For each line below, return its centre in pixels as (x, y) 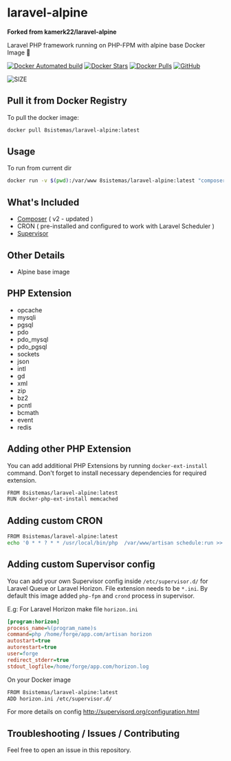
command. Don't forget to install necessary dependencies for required (107, 473)
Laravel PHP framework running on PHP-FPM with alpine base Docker (106, 45)
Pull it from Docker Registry (67, 101)
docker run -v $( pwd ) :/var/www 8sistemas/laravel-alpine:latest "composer (117, 181)
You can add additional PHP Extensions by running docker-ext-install (107, 465)
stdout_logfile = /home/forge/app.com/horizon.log (78, 667)
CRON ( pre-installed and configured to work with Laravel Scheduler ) (116, 226)
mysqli (26, 317)
